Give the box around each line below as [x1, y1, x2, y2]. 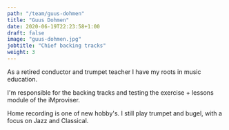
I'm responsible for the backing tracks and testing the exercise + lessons [7, 88, 214, 97]
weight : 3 [7, 49, 36, 56]
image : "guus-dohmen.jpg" [7, 36, 81, 43]
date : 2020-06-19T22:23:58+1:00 [7, 23, 100, 30]
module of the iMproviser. [7, 95, 81, 104]
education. [7, 75, 38, 83]
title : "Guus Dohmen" [7, 17, 70, 24]
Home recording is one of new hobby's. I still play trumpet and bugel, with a [7, 109, 223, 118]
